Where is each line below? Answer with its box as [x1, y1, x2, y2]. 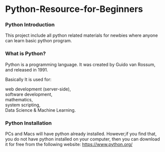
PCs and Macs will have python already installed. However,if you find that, [5, 131, 157, 137]
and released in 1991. [5, 67, 48, 73]
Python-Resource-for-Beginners [5, 3, 143, 15]
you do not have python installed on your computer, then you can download [5, 136, 160, 142]
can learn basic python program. [5, 38, 72, 44]
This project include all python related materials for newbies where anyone [5, 32, 158, 38]
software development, [5, 91, 53, 97]
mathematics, [5, 96, 33, 102]
